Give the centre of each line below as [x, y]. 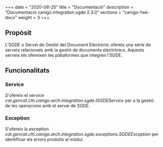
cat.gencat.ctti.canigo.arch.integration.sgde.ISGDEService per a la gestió [79, 100]
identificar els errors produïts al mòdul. [44, 139]
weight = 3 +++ [34, 17]
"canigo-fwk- [136, 12]
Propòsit [18, 33]
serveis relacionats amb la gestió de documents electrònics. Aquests [75, 50]
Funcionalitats [27, 71]
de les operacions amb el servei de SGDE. [48, 105]
